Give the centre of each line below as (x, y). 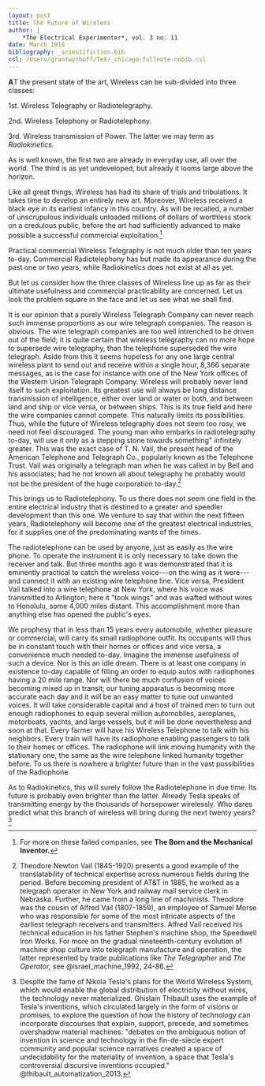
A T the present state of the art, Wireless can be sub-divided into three (122, 82)
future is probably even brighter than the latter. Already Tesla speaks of (124, 796)
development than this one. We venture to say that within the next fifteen (126, 515)
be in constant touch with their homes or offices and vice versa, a (115, 647)
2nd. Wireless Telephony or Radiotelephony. (80, 121)
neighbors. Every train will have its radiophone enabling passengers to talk (129, 739)
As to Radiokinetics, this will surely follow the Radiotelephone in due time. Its (132, 787)
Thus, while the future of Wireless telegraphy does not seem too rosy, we (127, 424)
